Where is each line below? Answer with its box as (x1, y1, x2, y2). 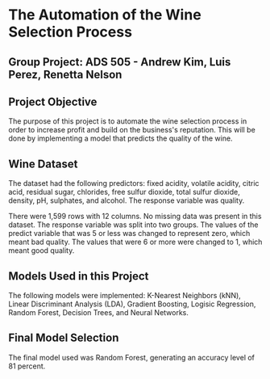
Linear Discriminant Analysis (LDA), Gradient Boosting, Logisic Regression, (8, 299, 256, 309)
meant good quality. (8, 246, 75, 255)
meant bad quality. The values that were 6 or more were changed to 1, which (8, 237, 263, 247)
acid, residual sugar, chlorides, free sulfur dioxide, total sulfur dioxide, (8, 187, 240, 197)
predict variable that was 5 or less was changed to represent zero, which (8, 229, 251, 238)
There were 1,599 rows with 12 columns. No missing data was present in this (8, 212, 262, 221)
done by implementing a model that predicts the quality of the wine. (8, 133, 233, 143)
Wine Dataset (8, 157, 78, 171)
